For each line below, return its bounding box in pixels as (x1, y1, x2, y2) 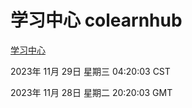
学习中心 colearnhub (10, 9, 183, 32)
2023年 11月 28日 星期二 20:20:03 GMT (10, 86, 173, 98)
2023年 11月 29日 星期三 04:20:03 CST (10, 65, 171, 77)
